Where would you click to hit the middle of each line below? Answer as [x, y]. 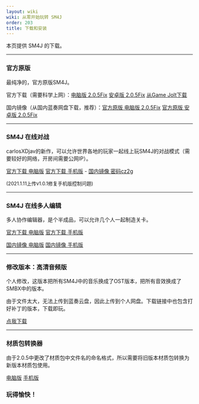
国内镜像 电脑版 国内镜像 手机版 [45, 245]
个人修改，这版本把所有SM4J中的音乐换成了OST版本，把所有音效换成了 [94, 281]
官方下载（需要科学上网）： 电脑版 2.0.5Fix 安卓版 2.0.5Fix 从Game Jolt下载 [97, 95]
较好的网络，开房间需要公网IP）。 [51, 158]
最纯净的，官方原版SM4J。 [39, 82]
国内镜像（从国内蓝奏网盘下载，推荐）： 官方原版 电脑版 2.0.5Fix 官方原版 [94, 107]
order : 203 [20, 23]
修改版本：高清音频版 [36, 267]
